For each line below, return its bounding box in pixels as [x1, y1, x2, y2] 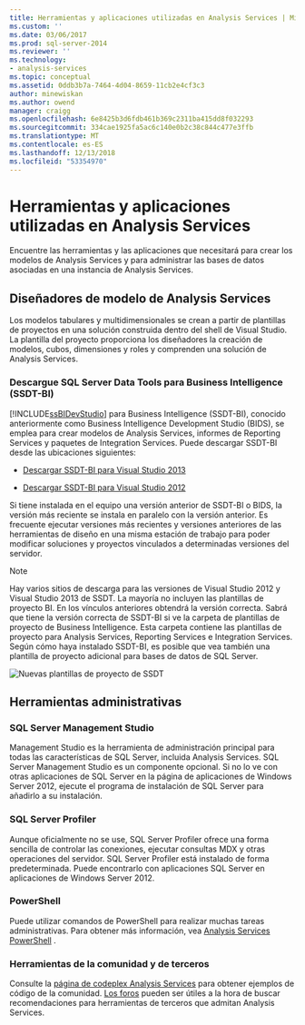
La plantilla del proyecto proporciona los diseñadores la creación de [9, 334, 263, 345]
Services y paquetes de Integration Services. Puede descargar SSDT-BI [9, 437, 278, 448]
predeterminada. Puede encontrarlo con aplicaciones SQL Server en [9, 862, 265, 873]
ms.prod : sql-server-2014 [9, 38, 107, 48]
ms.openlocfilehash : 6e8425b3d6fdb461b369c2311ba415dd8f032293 [9, 114, 254, 123]
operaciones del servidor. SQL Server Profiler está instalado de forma [9, 853, 270, 863]
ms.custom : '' [9, 22, 64, 31]
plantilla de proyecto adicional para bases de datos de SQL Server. [9, 650, 259, 661]
